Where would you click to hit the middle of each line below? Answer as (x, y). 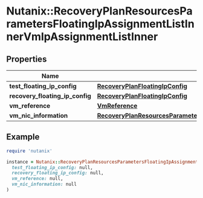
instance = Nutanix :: (34, 162)
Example (23, 137)
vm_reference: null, (37, 179)
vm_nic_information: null (44, 184)
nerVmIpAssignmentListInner (82, 37)
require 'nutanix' (29, 151)
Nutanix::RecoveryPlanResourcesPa (100, 11)
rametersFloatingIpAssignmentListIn (100, 24)
